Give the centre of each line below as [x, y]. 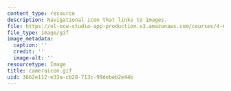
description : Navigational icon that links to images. [87, 20]
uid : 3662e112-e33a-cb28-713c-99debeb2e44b [70, 77]
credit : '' [29, 52]
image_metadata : [30, 39]
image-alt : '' [33, 58]
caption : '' [31, 45]
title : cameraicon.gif [40, 70]
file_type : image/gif [38, 32]
